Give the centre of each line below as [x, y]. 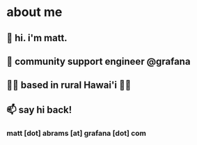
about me [34, 12]
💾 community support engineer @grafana [98, 61]
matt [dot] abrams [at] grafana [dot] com [77, 133]
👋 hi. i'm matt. [37, 38]
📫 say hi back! [39, 110]
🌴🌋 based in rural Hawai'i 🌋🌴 [69, 85]
